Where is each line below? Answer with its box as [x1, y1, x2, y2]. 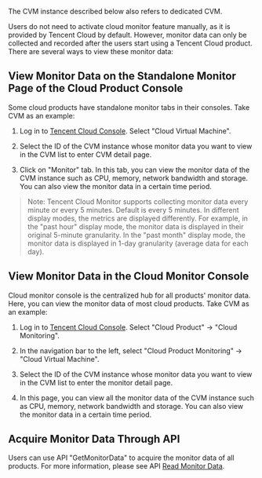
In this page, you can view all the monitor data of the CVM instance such [19, 392, 255, 403]
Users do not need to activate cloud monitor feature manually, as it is [8, 22, 231, 31]
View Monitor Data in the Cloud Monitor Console [8, 270, 249, 283]
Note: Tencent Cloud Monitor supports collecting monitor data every [27, 196, 249, 206]
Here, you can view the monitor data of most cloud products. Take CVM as [8, 298, 249, 308]
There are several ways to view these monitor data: [8, 47, 174, 56]
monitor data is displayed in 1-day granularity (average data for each [27, 239, 249, 248]
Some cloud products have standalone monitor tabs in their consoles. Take [8, 102, 250, 112]
